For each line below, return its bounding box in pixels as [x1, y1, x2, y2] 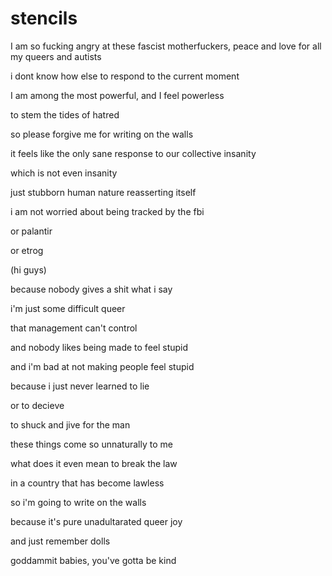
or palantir [10, 225, 53, 237]
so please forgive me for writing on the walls [10, 128, 194, 140]
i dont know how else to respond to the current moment [10, 70, 240, 82]
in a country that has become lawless [10, 477, 165, 489]
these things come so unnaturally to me [10, 438, 173, 450]
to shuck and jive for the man [10, 418, 131, 431]
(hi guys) [10, 263, 47, 276]
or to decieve [10, 399, 65, 411]
